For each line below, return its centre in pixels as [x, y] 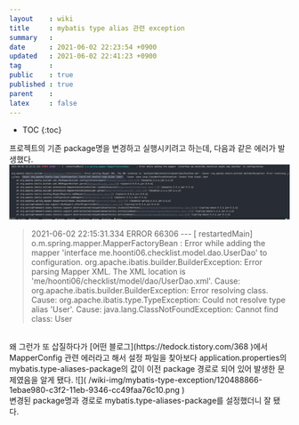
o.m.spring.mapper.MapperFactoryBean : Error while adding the [148, 244]
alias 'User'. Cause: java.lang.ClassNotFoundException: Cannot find [154, 309]
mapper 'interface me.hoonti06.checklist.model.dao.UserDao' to [149, 253]
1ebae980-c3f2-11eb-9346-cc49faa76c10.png [95, 390]
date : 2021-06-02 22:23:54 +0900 [83, 47]
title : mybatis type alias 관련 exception [97, 28]
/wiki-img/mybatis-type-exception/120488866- [175, 380]
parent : [31, 93]
